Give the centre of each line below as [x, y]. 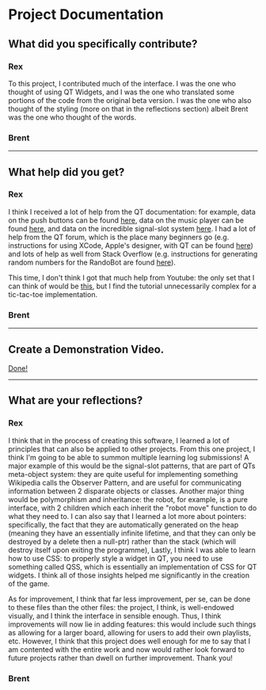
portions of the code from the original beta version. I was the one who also [130, 100]
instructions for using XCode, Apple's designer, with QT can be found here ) [131, 245]
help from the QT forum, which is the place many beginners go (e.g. [119, 237]
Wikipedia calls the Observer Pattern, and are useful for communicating [125, 482]
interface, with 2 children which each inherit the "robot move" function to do [133, 508]
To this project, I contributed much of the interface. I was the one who [122, 83]
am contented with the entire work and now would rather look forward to [127, 649]
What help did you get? [66, 172]
